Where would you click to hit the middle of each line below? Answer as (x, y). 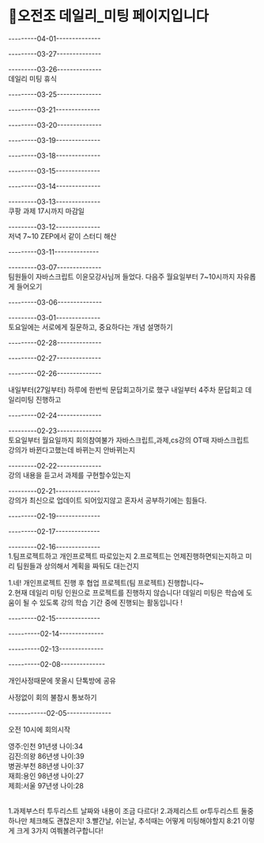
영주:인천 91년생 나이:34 (46, 746)
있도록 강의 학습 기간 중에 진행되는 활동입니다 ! (111, 602)
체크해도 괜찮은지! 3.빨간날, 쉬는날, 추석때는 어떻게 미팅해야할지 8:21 (135, 820)
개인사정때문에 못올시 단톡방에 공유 (62, 680)
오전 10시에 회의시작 (40, 729)
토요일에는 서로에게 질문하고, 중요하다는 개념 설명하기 (91, 327)
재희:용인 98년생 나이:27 (46, 776)
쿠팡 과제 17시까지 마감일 (47, 211)
